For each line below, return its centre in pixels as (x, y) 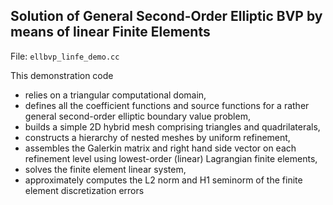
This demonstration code (62, 75)
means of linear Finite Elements (110, 32)
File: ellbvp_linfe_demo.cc (65, 56)
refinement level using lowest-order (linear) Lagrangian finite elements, (171, 158)
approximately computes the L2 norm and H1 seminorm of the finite (163, 180)
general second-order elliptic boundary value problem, (137, 116)
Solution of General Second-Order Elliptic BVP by (166, 16)
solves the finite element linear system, (105, 169)
